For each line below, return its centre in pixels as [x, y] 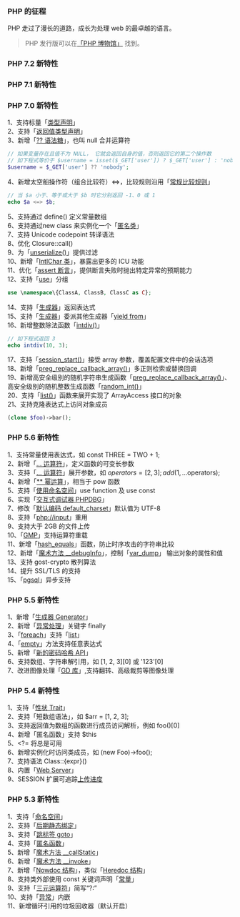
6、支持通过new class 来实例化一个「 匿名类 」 [75, 225]
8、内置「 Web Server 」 [42, 770]
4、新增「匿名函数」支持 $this [52, 735]
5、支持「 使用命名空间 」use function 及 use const [81, 490]
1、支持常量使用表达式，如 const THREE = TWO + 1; [84, 455]
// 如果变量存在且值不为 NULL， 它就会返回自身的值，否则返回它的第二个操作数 [110, 154]
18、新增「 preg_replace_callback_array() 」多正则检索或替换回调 [102, 369]
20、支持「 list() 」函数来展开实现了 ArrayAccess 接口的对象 [95, 395]
